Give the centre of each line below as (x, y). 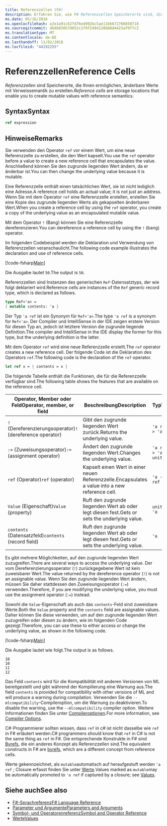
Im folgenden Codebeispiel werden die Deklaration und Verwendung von (80, 243)
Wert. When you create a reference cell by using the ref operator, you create (83, 207)
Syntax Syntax (28, 111)
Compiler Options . (24, 718)
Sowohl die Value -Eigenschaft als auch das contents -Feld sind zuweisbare (81, 604)
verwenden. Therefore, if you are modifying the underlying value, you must (81, 589)
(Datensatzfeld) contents (36, 535)
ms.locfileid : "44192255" (32, 47)
